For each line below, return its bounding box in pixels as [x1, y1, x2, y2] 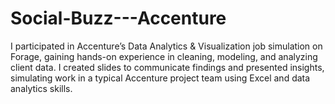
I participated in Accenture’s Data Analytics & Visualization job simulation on [10, 40, 323, 52]
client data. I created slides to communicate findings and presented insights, [10, 61, 325, 73]
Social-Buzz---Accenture [10, 7, 227, 30]
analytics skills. [10, 82, 73, 94]
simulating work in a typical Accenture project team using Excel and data [10, 72, 311, 84]
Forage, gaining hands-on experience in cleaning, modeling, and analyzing [10, 50, 318, 62]
